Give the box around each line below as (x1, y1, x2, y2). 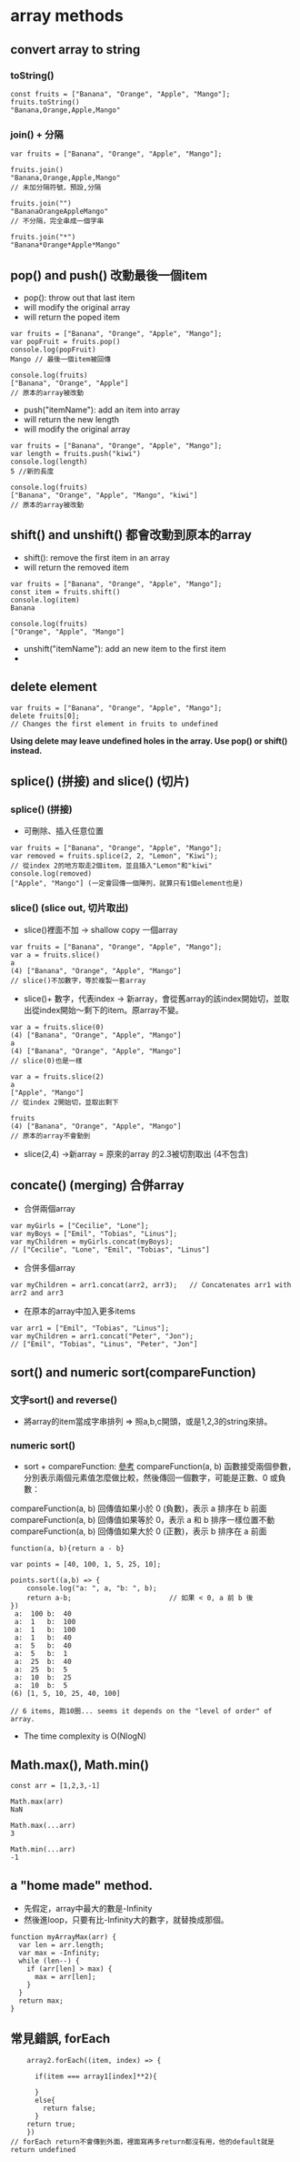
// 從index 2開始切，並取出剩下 (10, 1098, 119, 1107)
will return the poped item (23, 311, 121, 322)
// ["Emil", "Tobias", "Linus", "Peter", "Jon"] (10, 1340, 198, 1349)
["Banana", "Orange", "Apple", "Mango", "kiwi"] (10, 491, 198, 500)
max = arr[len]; (34, 1973, 96, 1982)
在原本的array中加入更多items (23, 1305, 135, 1316)
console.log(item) (10, 595, 80, 604)
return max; (18, 1996, 65, 2005)
